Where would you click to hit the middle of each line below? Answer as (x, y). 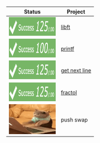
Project (76, 11)
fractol (69, 92)
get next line (76, 71)
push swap (74, 120)
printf (68, 49)
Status (32, 11)
